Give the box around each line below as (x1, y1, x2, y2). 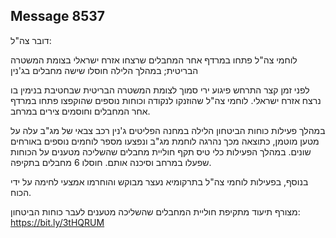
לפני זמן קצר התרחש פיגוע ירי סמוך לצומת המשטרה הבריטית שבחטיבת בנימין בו (10, 84, 310, 96)
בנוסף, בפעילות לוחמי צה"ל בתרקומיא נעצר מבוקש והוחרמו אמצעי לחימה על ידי (10, 175, 309, 188)
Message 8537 (10, 8, 106, 25)
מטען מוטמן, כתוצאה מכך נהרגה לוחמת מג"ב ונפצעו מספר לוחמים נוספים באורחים (10, 135, 320, 147)
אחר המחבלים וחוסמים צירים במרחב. (10, 105, 151, 117)
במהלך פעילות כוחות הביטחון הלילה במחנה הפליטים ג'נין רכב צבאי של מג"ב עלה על (10, 124, 326, 136)
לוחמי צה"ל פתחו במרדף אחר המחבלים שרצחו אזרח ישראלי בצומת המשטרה (10, 54, 298, 66)
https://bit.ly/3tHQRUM (10, 216, 105, 228)
